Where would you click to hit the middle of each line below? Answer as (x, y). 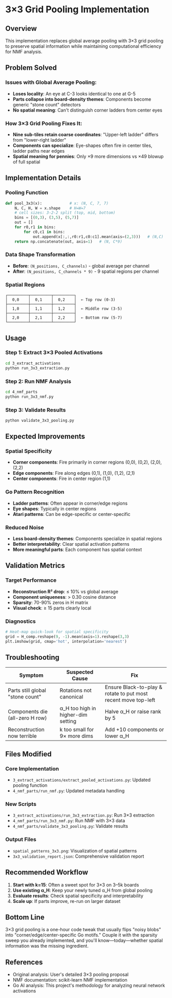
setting (68, 721)
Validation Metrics (35, 566)
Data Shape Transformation (40, 254)
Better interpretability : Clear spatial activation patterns (71, 544)
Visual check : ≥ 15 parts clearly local (52, 608)
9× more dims (77, 736)
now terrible (22, 736)
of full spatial (26, 162)
